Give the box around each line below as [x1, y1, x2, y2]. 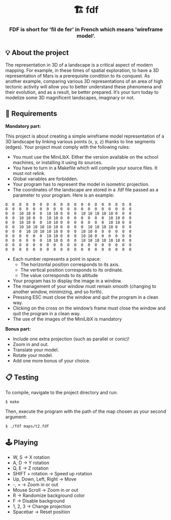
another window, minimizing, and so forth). [12, 288, 103, 295]
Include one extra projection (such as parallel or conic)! [12, 336, 130, 342]
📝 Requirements [5, 109, 57, 118]
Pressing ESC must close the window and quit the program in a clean [12, 294, 159, 300]
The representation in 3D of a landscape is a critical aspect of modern [5, 62, 153, 68]
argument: [5, 414, 27, 420]
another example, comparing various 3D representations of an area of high [5, 78, 163, 84]
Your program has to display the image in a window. [12, 278, 122, 284]
